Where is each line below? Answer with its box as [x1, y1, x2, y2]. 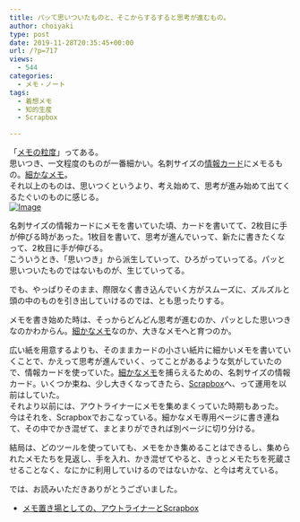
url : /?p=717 [9, 47, 58, 56]
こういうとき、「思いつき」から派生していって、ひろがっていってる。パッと [9, 254, 286, 265]
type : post [9, 30, 50, 39]
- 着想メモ [17, 96, 53, 106]
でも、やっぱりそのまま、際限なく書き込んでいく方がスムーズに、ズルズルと [9, 284, 291, 295]
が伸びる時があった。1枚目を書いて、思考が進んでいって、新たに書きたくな [9, 231, 286, 242]
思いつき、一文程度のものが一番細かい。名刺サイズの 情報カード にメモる [9, 158, 276, 169]
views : [9, 55, 34, 64]
